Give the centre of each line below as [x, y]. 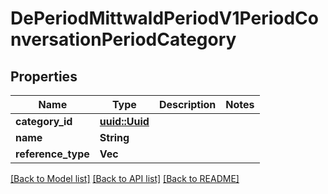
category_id [44, 121]
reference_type [52, 154]
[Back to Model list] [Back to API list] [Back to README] [125, 178]
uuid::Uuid [124, 121]
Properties [44, 76]
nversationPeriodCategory [123, 39]
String [114, 137]
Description [187, 104]
